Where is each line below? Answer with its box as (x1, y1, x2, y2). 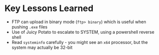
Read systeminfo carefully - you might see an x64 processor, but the (11, 39, 148, 45)
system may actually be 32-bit (11, 44, 73, 50)
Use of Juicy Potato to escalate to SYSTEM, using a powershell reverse (11, 29, 155, 35)
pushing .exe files (11, 24, 48, 29)
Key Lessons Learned (4, 3, 93, 14)
